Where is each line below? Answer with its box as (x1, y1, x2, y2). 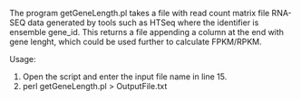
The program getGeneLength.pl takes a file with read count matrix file (9, 8, 270, 18)
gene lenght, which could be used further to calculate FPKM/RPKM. (9, 36, 263, 47)
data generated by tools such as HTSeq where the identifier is (27, 17, 259, 28)
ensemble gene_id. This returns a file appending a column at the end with (9, 27, 284, 37)
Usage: (9, 54, 36, 64)
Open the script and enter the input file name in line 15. (22, 71, 228, 82)
